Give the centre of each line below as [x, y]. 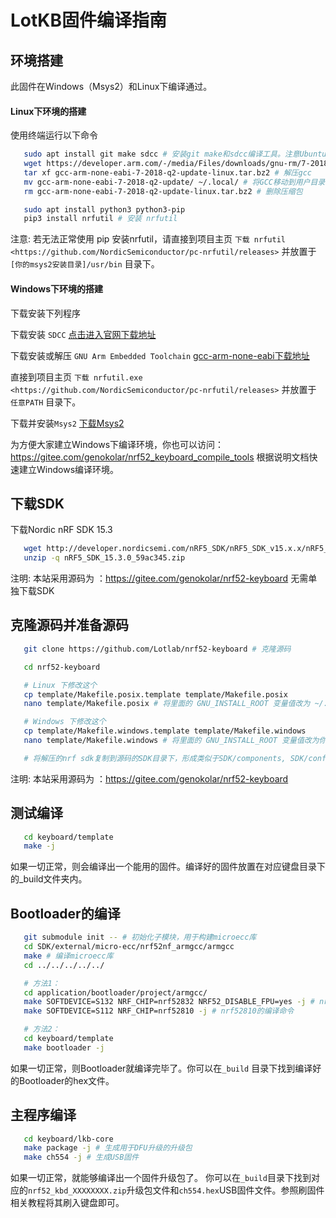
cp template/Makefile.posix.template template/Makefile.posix [155, 694]
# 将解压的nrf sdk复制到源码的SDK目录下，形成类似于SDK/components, [155, 758]
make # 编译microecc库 [68, 956]
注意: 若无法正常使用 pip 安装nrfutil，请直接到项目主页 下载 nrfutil [148, 239]
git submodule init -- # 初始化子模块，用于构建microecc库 [140, 937]
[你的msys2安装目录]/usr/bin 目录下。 [85, 264]
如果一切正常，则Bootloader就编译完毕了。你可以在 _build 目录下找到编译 [161, 1068]
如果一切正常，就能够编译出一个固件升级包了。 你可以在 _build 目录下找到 [161, 1178]
